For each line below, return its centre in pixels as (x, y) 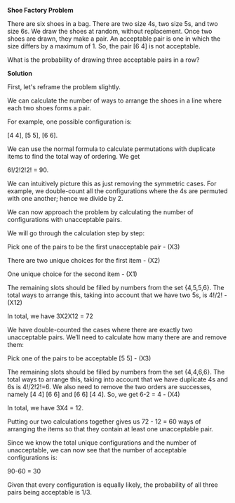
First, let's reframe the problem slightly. (64, 87)
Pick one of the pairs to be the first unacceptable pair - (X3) (94, 247)
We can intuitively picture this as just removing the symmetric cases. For (112, 183)
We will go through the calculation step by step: (76, 233)
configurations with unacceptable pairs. (65, 220)
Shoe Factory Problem (40, 10)
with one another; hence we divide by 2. (66, 198)
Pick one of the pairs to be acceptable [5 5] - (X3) (79, 358)
